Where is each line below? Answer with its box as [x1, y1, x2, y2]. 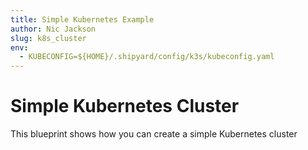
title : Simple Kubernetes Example [10, 14, 155, 25]
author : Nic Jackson [10, 24, 97, 34]
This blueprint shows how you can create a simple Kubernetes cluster [10, 128, 298, 140]
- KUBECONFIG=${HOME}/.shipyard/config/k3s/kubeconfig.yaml [19, 52, 275, 62]
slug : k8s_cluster [10, 33, 87, 43]
